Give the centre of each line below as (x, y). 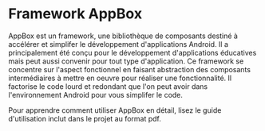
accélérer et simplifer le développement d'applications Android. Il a (119, 44)
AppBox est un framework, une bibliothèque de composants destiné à (123, 36)
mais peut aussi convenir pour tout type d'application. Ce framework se (126, 61)
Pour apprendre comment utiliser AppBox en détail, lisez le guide (115, 110)
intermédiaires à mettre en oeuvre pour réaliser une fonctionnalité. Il (120, 78)
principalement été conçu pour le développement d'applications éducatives (132, 52)
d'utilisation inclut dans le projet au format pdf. (85, 118)
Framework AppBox (75, 14)
